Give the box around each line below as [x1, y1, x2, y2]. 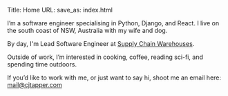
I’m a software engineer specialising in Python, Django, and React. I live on [7, 19, 220, 27]
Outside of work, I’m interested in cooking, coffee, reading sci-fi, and [7, 53, 204, 61]
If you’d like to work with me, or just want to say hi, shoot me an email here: [7, 73, 222, 82]
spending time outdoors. [7, 60, 77, 68]
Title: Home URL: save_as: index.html [7, 6, 113, 14]
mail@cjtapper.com [7, 81, 62, 88]
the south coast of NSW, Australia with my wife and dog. [7, 27, 168, 34]
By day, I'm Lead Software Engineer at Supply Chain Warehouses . [7, 40, 195, 47]
